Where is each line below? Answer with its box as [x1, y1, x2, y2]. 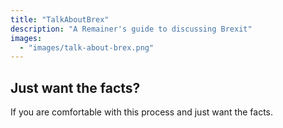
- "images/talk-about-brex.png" [19, 42, 155, 53]
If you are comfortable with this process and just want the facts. [10, 106, 274, 118]
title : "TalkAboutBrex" [10, 14, 110, 25]
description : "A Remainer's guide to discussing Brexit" [10, 24, 253, 34]
